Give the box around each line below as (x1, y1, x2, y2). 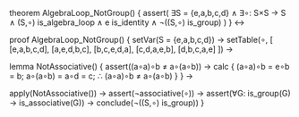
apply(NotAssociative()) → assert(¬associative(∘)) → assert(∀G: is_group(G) (9, 88, 291, 98)
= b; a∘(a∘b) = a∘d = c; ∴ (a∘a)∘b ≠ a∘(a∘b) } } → (9, 71, 194, 81)
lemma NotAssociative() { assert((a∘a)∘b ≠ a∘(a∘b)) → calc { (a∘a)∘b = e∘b (9, 62, 290, 71)
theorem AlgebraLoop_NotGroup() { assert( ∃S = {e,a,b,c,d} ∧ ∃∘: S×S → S (9, 8, 286, 18)
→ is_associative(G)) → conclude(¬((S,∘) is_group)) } (9, 97, 204, 108)
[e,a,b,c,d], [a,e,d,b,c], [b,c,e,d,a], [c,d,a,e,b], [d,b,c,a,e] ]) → (9, 44, 234, 54)
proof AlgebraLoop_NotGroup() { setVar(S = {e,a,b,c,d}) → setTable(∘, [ (9, 35, 273, 45)
